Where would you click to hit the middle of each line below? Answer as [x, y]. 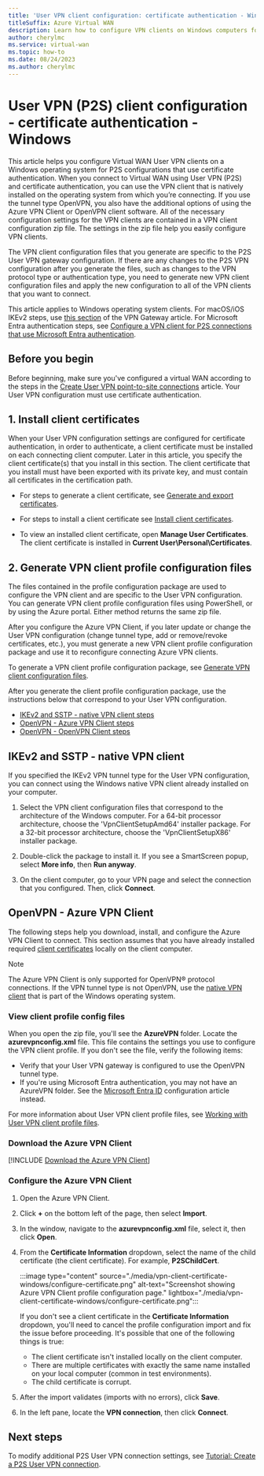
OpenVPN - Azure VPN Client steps [77, 723]
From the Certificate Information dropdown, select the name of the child [138, 1252]
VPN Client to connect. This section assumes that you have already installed [132, 940]
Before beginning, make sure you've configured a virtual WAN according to [130, 378]
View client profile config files [67, 1016]
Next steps [35, 1437]
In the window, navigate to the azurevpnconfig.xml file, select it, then [132, 1228]
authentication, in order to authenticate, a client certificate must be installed [131, 447]
